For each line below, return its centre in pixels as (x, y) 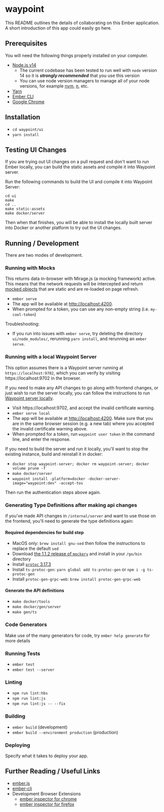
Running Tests (23, 654)
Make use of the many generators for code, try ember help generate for (78, 635)
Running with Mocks (30, 268)
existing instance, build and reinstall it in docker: (54, 454)
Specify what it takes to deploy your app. (47, 756)
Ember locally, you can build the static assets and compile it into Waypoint (80, 167)
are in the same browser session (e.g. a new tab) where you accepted (83, 424)
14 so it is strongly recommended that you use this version (80, 76)
